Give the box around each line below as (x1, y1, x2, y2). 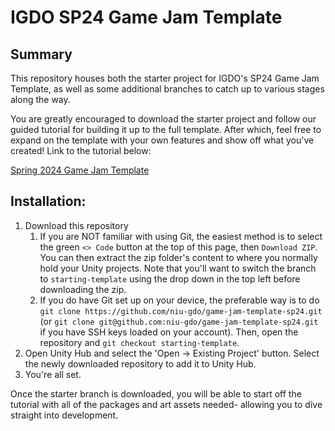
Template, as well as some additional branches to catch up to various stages (10, 83, 325, 95)
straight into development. (10, 409, 119, 421)
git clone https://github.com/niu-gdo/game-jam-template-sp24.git (39, 306, 323, 316)
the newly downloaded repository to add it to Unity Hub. (24, 357, 257, 370)
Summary (10, 46, 73, 63)
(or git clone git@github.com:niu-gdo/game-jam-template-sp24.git (39, 315, 319, 327)
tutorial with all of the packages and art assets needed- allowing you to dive (10, 398, 323, 410)
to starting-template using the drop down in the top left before (39, 272, 301, 285)
